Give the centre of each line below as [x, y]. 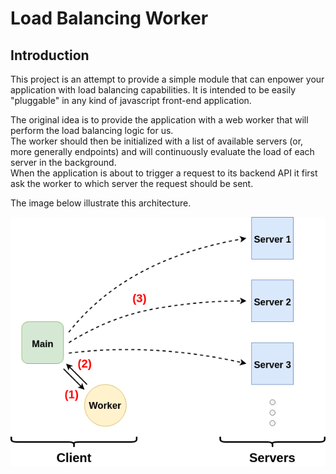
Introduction [50, 55]
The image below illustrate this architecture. [101, 203]
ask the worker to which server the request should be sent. [132, 183]
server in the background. [63, 162]
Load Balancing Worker [109, 18]
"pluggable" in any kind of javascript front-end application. [131, 100]
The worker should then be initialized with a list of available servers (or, [157, 141]
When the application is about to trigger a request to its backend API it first [164, 173]
